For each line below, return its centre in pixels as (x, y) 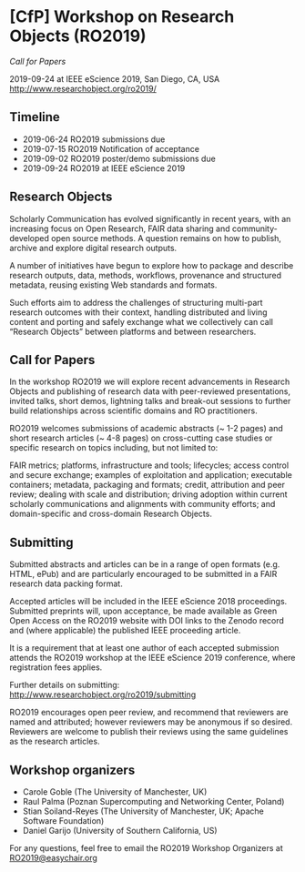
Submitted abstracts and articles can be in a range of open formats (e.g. (145, 564)
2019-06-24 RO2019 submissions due (94, 139)
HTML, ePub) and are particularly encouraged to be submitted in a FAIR (143, 574)
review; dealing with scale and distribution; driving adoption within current (149, 494)
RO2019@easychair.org (54, 858)
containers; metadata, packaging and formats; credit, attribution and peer (147, 485)
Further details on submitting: (65, 685)
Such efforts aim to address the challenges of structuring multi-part (136, 302)
